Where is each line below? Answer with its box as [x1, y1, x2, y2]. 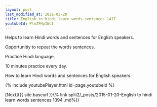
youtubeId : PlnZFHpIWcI [5, 21, 54, 26]
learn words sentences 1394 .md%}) [5, 97, 79, 103]
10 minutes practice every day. [5, 63, 68, 69]
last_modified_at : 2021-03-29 [5, 12, 68, 17]
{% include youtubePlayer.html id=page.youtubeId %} [5, 82, 115, 88]
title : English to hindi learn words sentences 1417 [5, 16, 116, 21]
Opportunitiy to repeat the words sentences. [5, 44, 95, 50]
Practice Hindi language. [5, 54, 55, 60]
